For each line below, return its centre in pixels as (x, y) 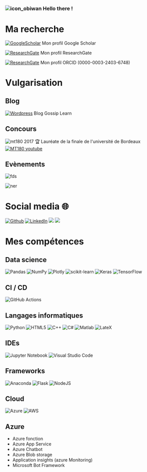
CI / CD (16, 287)
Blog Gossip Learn (53, 113)
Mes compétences (44, 241)
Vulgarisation (34, 83)
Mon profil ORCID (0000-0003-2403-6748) (85, 62)
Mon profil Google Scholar (69, 43)
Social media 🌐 (37, 206)
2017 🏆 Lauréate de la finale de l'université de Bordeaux (82, 141)
